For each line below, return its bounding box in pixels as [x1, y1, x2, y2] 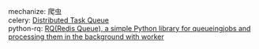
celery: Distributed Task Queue [8, 16, 109, 25]
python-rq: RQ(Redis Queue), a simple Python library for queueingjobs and [8, 24, 251, 33]
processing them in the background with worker [8, 32, 164, 41]
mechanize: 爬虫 [8, 7, 62, 16]
